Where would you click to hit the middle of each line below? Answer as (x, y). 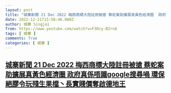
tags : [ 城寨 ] (21, 34)
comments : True (21, 39)
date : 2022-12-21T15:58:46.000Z (39, 19)
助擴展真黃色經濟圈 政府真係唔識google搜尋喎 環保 (85, 74)
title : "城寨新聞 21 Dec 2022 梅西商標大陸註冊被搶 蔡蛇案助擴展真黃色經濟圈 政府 (86, 15)
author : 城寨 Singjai (27, 24)
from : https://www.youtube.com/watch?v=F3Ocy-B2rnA (61, 29)
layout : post (19, 10)
